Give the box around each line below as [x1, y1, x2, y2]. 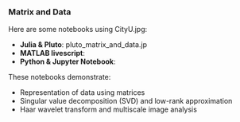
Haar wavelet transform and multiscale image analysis [19, 104, 197, 114]
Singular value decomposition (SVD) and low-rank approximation [19, 96, 233, 106]
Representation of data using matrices [19, 88, 145, 97]
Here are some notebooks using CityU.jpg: [8, 25, 148, 34]
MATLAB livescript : [19, 49, 86, 58]
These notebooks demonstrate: [8, 73, 111, 82]
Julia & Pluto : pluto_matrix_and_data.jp [19, 40, 148, 49]
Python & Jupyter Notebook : [19, 57, 116, 66]
